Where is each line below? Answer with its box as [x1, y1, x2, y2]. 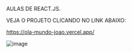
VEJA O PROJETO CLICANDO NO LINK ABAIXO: [6, 17, 126, 23]
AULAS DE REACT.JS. [6, 5, 61, 12]
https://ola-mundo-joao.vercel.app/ [6, 28, 95, 36]
